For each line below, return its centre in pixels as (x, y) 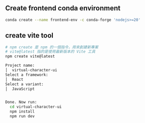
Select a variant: (24, 84)
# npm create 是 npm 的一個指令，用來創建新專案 (52, 47)
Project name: (20, 66)
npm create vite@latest (30, 56)
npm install (22, 112)
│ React (14, 79)
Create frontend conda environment (63, 8)
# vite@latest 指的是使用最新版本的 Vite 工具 (50, 52)
